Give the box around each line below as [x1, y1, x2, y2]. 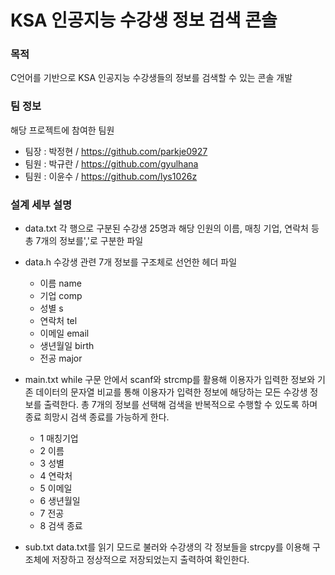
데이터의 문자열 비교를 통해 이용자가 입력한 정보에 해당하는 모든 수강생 [35, 386, 308, 398]
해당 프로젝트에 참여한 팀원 [10, 124, 115, 136]
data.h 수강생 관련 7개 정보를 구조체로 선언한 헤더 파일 [24, 256, 238, 268]
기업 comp [39, 290, 83, 302]
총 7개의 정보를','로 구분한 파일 [24, 235, 144, 247]
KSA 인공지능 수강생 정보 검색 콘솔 [10, 9, 278, 32]
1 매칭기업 [39, 432, 79, 445]
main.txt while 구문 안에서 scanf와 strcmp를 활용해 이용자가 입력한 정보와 [24, 374, 316, 386]
